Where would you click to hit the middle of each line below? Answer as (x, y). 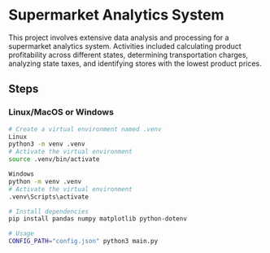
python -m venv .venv (45, 181)
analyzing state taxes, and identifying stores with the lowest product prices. (135, 63)
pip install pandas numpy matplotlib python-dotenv (98, 219)
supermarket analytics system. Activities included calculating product (125, 46)
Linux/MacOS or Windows (61, 112)
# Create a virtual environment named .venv (85, 129)
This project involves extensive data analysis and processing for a (119, 37)
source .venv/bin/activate (54, 159)
